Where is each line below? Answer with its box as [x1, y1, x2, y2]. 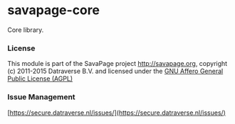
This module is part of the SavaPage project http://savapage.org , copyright [7, 60, 228, 68]
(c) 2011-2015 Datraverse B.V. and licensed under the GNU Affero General [7, 67, 224, 76]
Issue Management [7, 92, 76, 102]
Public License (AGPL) [7, 74, 73, 83]
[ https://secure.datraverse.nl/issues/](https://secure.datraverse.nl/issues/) [7, 108, 226, 117]
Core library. [7, 26, 44, 34]
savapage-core [7, 2, 100, 18]
